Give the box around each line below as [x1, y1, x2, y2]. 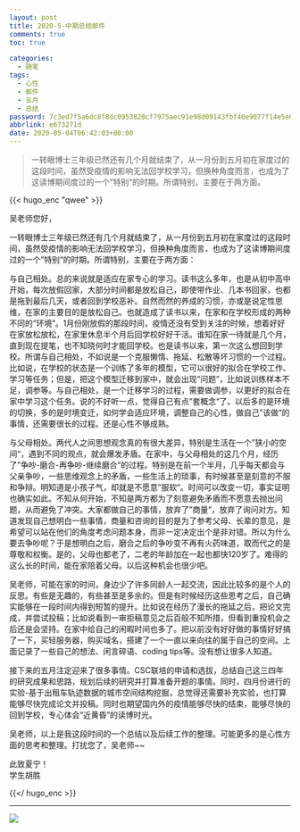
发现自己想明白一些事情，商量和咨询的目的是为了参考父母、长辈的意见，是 [16, 515, 291, 526]
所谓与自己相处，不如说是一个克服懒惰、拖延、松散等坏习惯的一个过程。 [24, 352, 291, 362]
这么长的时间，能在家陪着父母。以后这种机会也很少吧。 [9, 560, 212, 570]
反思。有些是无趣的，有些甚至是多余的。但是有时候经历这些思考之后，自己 [9, 590, 283, 601]
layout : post [9, 12, 58, 22]
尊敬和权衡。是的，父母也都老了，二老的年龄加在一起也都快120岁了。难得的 [9, 549, 288, 559]
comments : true [9, 29, 66, 38]
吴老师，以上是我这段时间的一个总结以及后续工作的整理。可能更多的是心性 [9, 728, 283, 739]
